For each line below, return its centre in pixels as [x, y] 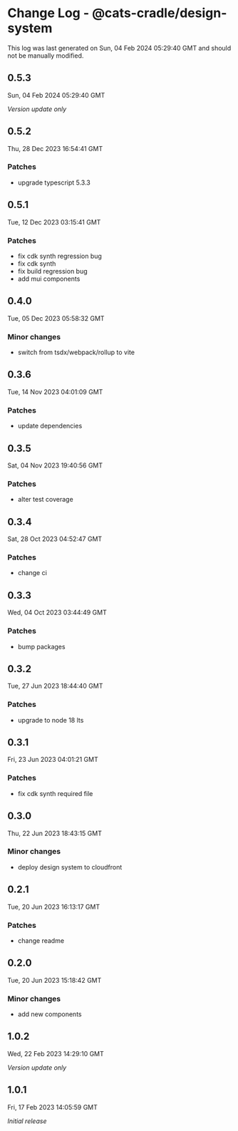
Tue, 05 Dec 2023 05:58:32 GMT [56, 318]
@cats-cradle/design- [159, 13]
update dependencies [50, 426]
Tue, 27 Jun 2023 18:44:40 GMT [55, 686]
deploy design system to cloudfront [70, 867]
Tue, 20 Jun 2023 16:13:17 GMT [54, 907]
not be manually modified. [46, 56]
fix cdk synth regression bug [59, 256]
